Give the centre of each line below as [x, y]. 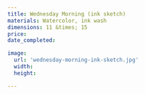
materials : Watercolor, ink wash [57, 21]
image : [17, 53]
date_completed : [31, 41]
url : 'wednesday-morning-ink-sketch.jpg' [76, 60]
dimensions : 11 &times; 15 [47, 27]
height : [25, 73]
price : [17, 34]
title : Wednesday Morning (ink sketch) [67, 14]
